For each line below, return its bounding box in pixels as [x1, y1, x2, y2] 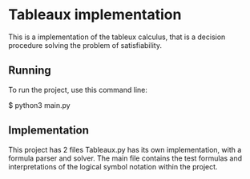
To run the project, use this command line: [8, 85, 148, 94]
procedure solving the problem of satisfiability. [8, 40, 163, 50]
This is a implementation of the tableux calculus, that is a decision [8, 32, 226, 42]
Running [8, 64, 52, 78]
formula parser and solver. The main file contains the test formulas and [8, 153, 243, 163]
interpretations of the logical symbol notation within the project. [8, 161, 218, 171]
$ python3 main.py [8, 100, 71, 109]
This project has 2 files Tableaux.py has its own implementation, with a [8, 145, 242, 154]
